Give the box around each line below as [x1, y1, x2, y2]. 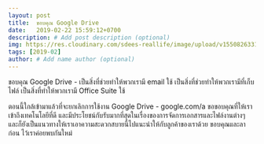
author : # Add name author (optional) [8, 56, 135, 64]
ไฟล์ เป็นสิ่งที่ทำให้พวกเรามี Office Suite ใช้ [8, 86, 126, 95]
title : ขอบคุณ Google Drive [8, 19, 100, 27]
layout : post [8, 11, 51, 20]
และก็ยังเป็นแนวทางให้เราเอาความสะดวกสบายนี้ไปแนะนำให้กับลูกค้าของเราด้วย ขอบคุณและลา [8, 119, 246, 128]
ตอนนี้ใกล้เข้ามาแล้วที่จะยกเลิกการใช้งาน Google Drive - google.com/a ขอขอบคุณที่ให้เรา [8, 102, 253, 111]
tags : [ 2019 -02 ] [8, 48, 61, 56]
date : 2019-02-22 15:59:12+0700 [8, 26, 122, 34]
